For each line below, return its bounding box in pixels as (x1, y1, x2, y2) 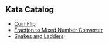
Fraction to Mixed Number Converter (13, 26, 103, 33)
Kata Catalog (5, 5, 54, 15)
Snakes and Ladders (13, 32, 64, 40)
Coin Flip (13, 20, 36, 27)
